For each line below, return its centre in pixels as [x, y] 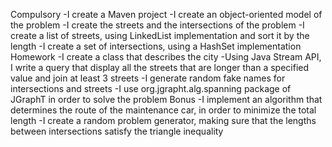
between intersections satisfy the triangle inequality [117, 131]
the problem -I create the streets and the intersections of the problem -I [157, 25]
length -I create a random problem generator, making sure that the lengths [163, 120]
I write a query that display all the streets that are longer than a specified [160, 67]
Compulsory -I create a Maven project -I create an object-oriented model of [166, 14]
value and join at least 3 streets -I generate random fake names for [148, 78]
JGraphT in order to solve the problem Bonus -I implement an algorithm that [166, 99]
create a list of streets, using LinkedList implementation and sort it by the [160, 35]
